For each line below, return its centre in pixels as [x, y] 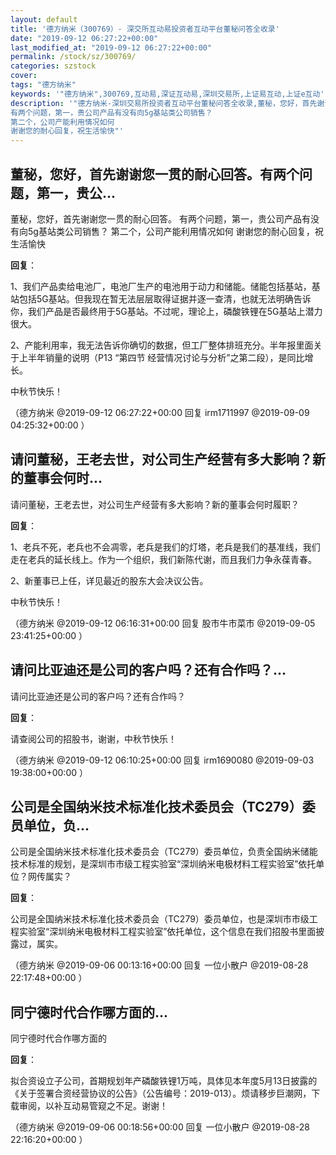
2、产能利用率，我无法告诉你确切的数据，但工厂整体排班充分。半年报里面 [162, 345]
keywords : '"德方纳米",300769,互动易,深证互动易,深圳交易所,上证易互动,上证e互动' [167, 94]
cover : [24, 76]
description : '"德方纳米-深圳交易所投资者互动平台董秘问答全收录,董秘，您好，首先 [164, 103]
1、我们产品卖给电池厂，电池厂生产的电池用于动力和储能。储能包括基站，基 [165, 286]
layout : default [44, 19]
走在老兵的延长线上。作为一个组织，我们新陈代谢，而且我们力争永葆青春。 [163, 559]
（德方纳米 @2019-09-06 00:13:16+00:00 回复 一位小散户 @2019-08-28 [159, 965]
